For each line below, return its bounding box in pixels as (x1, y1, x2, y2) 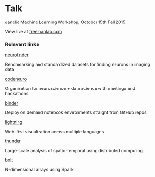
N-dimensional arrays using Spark (5, 167, 74, 173)
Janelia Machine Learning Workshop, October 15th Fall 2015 (5, 19, 126, 25)
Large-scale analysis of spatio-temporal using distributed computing (5, 148, 143, 154)
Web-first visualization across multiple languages (5, 129, 104, 134)
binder (5, 100, 19, 106)
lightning (5, 119, 23, 125)
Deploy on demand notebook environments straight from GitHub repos (5, 110, 147, 115)
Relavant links (5, 41, 39, 47)
